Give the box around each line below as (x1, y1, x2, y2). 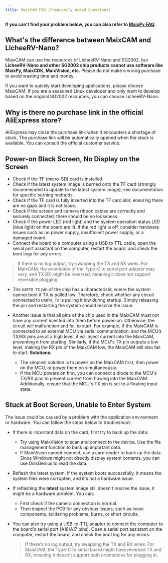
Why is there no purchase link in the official (5, 108, 143, 116)
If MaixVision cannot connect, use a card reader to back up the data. (20, 449, 162, 456)
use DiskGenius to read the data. (20, 460, 88, 466)
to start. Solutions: (12, 349, 52, 356)
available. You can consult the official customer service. (5, 140, 121, 146)
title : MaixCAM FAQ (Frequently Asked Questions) (5, 7, 111, 13)
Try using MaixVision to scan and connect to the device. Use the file (20, 439, 161, 445)
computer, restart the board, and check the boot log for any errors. (12, 531, 150, 537)
